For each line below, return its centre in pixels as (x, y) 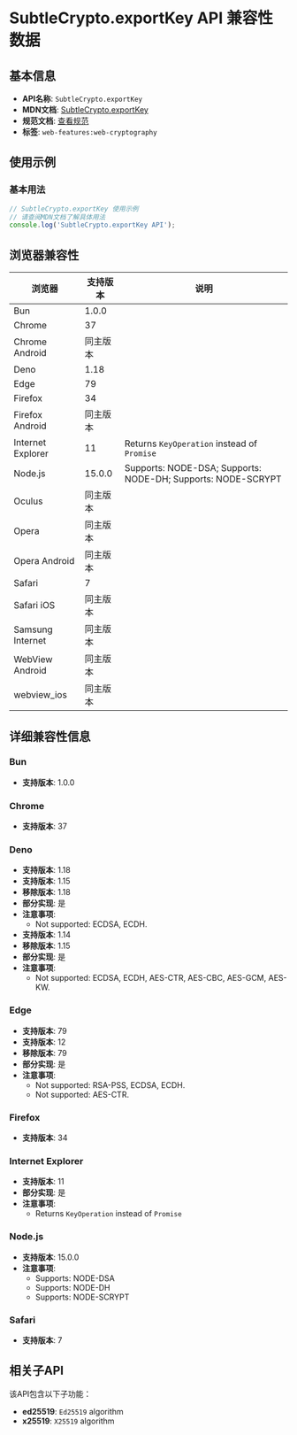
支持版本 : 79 (45, 1030)
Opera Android (44, 561)
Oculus (28, 501)
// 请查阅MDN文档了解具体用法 (57, 217)
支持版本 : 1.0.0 (48, 782)
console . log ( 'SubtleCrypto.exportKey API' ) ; (92, 225)
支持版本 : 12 (44, 1042)
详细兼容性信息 (50, 736)
